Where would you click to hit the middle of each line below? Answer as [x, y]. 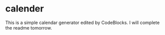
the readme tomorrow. [29, 27]
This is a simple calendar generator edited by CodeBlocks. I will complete [82, 22]
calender [25, 9]
